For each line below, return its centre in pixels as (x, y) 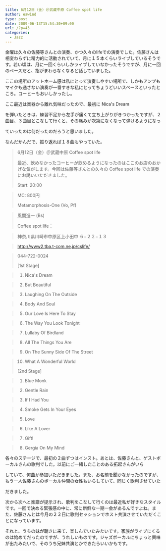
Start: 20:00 (29, 185)
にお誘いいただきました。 (43, 175)
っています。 (31, 520)
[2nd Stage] (29, 371)
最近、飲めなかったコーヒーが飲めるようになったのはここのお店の (84, 163)
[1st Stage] (28, 265)
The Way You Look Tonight (52, 323)
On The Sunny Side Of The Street (59, 351)
